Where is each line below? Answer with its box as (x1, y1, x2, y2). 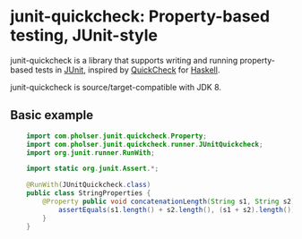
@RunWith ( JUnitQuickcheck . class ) (26, 181, 151, 190)
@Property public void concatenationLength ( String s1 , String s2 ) (42, 197, 296, 206)
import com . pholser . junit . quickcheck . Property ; (26, 132, 207, 141)
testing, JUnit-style (10, 25, 158, 46)
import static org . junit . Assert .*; (26, 164, 160, 174)
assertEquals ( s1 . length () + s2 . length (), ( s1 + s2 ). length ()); (57, 205, 299, 214)
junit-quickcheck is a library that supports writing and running (10, 55, 238, 65)
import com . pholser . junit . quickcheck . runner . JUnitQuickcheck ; (26, 140, 263, 149)
